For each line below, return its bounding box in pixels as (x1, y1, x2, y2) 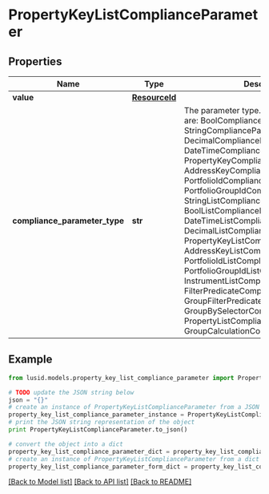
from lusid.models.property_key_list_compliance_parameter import (8, 374, 235, 382)
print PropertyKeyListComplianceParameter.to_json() (8, 426, 188, 434)
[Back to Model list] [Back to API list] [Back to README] (8, 477, 192, 487)
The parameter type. (183, 105, 262, 115)
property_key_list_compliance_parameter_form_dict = (8, 463, 188, 471)
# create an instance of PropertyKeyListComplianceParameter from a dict (8, 455, 260, 463)
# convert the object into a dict (8, 439, 124, 448)
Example (8, 353, 53, 366)
